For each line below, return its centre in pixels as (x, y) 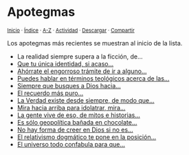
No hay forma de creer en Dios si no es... (75, 130)
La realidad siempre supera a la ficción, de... (80, 56)
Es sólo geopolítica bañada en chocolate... (77, 122)
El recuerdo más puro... (50, 93)
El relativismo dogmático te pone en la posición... (87, 137)
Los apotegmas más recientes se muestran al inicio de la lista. (95, 43)
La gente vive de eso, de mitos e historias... (79, 115)
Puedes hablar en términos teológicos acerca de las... (93, 78)
